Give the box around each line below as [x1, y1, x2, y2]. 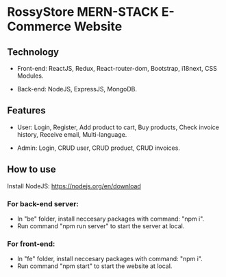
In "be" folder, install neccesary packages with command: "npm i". [16, 214, 205, 223]
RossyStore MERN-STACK [7, 4, 159, 20]
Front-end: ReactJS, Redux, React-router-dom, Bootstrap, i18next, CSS [16, 65, 217, 72]
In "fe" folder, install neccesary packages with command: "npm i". [16, 255, 203, 263]
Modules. [16, 71, 44, 80]
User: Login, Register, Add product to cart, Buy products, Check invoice [16, 123, 219, 131]
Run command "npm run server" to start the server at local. [16, 221, 185, 230]
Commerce [7, 19, 72, 34]
